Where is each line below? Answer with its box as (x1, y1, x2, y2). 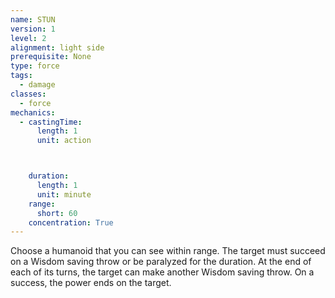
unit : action (36, 136, 92, 146)
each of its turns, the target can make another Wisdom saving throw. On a (10, 266, 315, 278)
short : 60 (36, 208, 78, 218)
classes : (10, 89, 47, 99)
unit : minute (36, 189, 92, 200)
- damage (19, 80, 56, 90)
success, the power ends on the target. (10, 277, 172, 289)
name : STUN (10, 14, 56, 25)
